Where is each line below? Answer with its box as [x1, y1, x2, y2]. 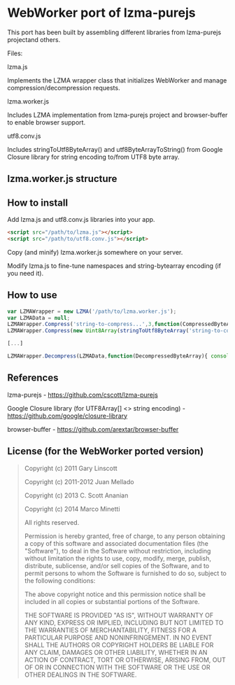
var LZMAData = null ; [7, 314, 71, 321]
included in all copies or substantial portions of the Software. [24, 597, 200, 606]
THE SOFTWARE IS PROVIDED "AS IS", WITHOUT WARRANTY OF [24, 611, 214, 619]
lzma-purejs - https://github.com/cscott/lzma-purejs [7, 390, 159, 399]
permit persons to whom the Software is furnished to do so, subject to [24, 569, 227, 577]
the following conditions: [24, 576, 96, 585]
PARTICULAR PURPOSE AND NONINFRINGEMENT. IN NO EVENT [24, 633, 213, 642]
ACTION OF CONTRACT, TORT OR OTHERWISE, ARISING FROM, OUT [24, 656, 226, 664]
